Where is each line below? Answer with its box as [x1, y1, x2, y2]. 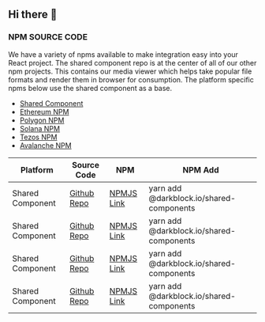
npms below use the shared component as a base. [8, 83, 173, 93]
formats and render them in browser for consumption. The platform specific [8, 74, 254, 84]
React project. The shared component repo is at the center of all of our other [8, 58, 257, 67]
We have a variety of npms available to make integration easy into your [8, 49, 239, 59]
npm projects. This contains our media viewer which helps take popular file [8, 66, 252, 76]
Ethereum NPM [19, 107, 69, 116]
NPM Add [182, 164, 219, 175]
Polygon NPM [19, 116, 65, 125]
